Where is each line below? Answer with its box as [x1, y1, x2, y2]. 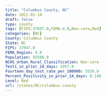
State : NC [5, 41, 26, 46]
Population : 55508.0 [5, 54, 49, 60]
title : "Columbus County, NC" [5, 7, 70, 13]
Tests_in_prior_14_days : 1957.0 [5, 64, 74, 69]
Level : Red [5, 78, 29, 83]
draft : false [5, 17, 33, 22]
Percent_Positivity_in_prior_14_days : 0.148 [5, 74, 101, 79]
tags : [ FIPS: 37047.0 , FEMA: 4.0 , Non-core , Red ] [5, 26, 101, 31]
